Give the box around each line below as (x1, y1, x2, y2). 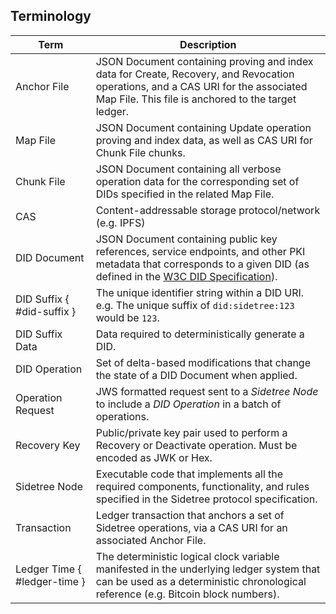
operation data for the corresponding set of (95, 174, 300, 188)
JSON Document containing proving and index (95, 54, 314, 68)
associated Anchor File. (95, 533, 207, 547)
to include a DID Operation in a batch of (95, 397, 282, 411)
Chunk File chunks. (95, 145, 186, 159)
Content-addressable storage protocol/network (95, 203, 321, 217)
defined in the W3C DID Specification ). (95, 269, 278, 283)
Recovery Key (15, 438, 81, 452)
